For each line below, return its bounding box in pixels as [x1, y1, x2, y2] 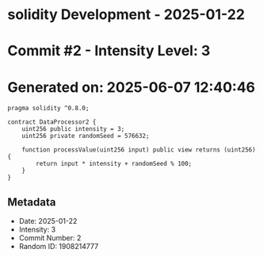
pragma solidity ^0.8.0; [7, 105, 90, 113]
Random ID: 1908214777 [18, 242, 99, 251]
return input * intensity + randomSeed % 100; [36, 160, 192, 168]
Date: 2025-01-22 [18, 217, 78, 226]
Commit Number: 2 [18, 233, 82, 243]
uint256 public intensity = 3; [21, 125, 125, 133]
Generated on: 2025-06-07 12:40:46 [7, 78, 256, 96]
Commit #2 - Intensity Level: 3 [7, 42, 211, 60]
